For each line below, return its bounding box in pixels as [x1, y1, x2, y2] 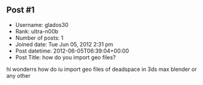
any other [6, 72, 31, 79]
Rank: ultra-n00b [15, 28, 59, 35]
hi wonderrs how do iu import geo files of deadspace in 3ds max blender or [6, 65, 197, 73]
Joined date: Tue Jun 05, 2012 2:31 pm [15, 40, 113, 48]
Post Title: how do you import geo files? [15, 53, 116, 61]
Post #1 [6, 5, 35, 15]
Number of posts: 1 [15, 34, 64, 42]
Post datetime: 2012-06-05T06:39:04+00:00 [15, 47, 129, 54]
